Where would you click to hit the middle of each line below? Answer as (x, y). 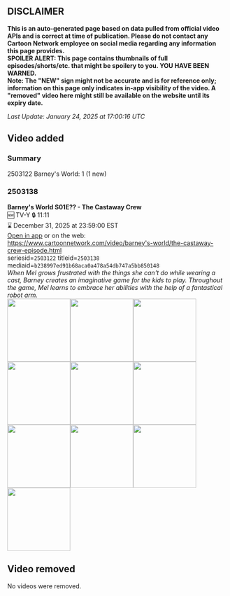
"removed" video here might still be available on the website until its (108, 95)
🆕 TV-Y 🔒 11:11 (28, 215)
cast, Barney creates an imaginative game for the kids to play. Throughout (115, 280)
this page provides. (36, 50)
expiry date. (25, 103)
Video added (36, 138)
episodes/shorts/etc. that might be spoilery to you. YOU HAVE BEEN (108, 65)
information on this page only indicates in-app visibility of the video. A (112, 88)
